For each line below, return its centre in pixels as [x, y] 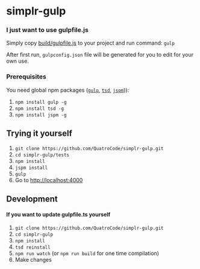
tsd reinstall [33, 248]
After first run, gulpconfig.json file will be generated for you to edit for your [100, 55]
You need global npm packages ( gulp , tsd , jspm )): [68, 90]
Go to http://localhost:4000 [49, 180]
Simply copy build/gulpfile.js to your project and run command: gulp [90, 43]
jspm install [31, 168]
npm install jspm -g [41, 115]
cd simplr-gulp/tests [42, 155]
